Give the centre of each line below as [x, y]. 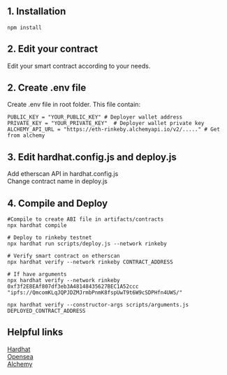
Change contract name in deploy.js [58, 182]
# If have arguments [37, 274]
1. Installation [37, 12]
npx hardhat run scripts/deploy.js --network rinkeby [87, 244]
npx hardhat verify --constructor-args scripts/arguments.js [98, 305]
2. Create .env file [47, 88]
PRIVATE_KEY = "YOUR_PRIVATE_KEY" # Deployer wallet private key [106, 124]
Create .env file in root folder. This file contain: [74, 105]
